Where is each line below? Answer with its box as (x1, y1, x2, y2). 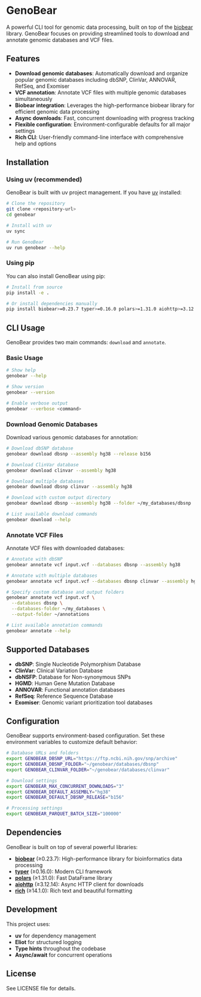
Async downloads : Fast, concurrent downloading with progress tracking (14, 114, 194, 121)
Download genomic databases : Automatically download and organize (14, 70, 188, 77)
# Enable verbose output (6, 400, 68, 406)
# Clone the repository (6, 201, 66, 207)
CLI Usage (6, 323, 45, 333)
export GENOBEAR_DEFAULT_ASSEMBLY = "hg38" (6, 788, 111, 795)
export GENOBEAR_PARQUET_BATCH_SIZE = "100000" (6, 811, 121, 817)
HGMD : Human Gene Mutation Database (14, 680, 115, 687)
